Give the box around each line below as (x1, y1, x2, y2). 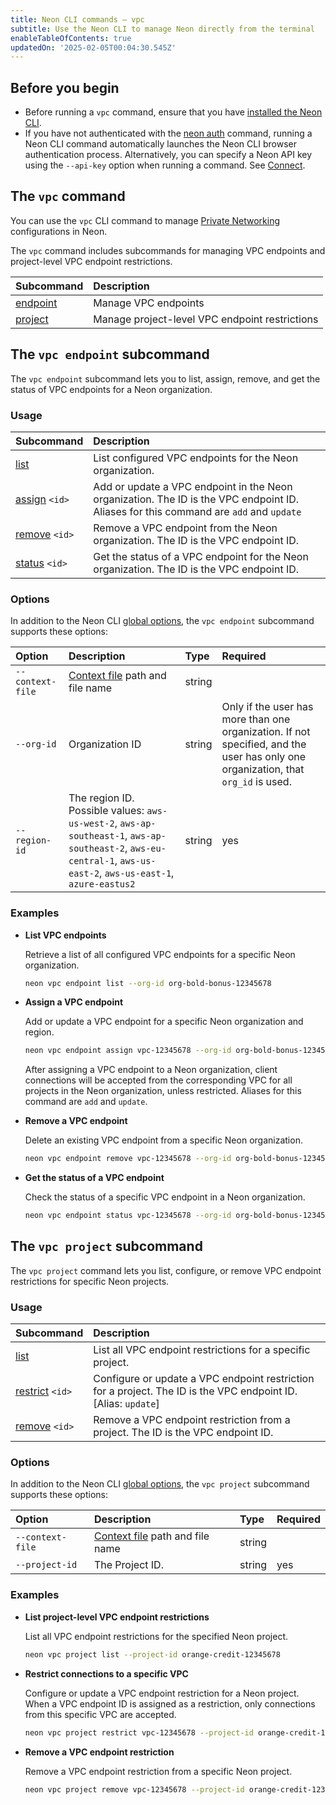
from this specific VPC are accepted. (24, 1708, 177, 1720)
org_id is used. (221, 775, 292, 789)
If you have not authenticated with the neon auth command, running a (24, 127, 313, 140)
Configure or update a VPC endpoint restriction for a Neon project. (24, 1687, 300, 1699)
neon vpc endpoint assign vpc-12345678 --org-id (24, 1046, 232, 1056)
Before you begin (10, 79, 120, 96)
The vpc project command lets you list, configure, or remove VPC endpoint (10, 1264, 322, 1276)
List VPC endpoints (24, 929, 107, 941)
